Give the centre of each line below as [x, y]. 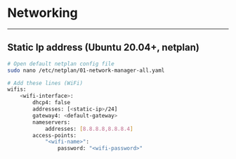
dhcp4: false [52, 103]
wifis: [17, 89]
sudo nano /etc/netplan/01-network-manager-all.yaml [86, 70]
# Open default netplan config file [61, 64]
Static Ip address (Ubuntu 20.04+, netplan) [104, 47]
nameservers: [52, 122]
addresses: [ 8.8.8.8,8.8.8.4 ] [89, 129]
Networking [43, 13]
